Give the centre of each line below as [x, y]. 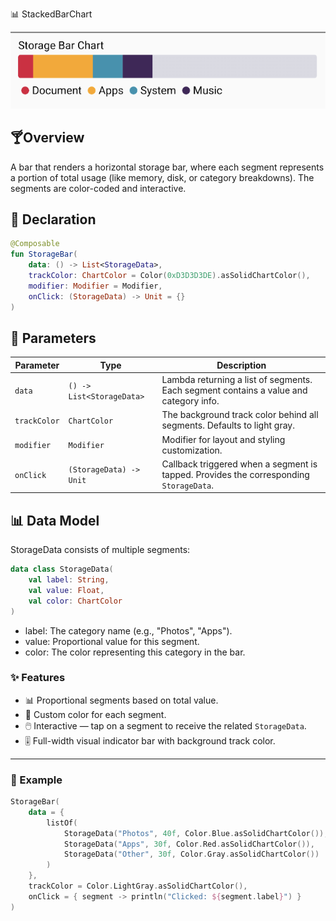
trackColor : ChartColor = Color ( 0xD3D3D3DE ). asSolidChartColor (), [169, 276]
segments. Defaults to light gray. [228, 425]
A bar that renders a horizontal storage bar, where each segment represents [167, 167]
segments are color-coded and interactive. [98, 188]
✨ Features [38, 678]
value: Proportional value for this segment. [112, 641]
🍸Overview [47, 138]
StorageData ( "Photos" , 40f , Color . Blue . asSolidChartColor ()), [196, 833]
